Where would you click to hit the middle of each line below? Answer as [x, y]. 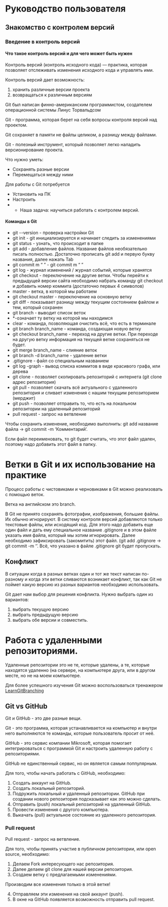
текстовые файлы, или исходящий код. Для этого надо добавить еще [79, 524]
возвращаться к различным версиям [52, 95]
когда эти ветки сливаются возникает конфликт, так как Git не [95, 579]
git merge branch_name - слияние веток [55, 350]
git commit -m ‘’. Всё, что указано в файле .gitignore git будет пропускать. [83, 546]
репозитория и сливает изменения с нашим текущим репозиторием [85, 393]
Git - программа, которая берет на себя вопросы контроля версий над [81, 120]
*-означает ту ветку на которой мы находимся [62, 318]
